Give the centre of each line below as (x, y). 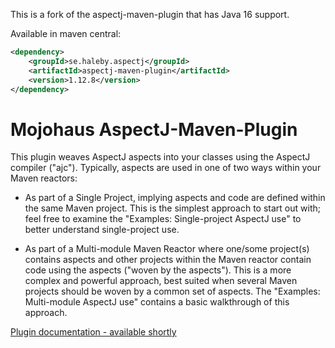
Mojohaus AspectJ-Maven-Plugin (154, 129)
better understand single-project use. (102, 230)
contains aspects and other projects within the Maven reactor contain (168, 260)
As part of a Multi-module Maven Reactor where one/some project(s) (167, 249)
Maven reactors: (44, 178)
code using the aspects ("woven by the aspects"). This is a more (158, 270)
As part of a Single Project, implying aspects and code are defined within (175, 198)
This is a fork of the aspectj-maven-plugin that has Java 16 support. (150, 14)
